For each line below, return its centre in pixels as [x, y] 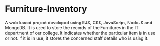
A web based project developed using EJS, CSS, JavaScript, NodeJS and [79, 23]
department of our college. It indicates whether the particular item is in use [80, 33]
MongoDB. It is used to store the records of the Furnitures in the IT [72, 27]
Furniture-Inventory [46, 9]
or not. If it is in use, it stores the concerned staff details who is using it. [77, 38]
